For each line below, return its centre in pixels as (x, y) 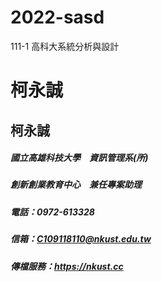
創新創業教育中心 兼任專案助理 (76, 185)
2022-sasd (57, 17)
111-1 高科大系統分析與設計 (65, 46)
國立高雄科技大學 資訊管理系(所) (79, 158)
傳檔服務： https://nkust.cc (67, 266)
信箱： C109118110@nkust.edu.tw (81, 239)
